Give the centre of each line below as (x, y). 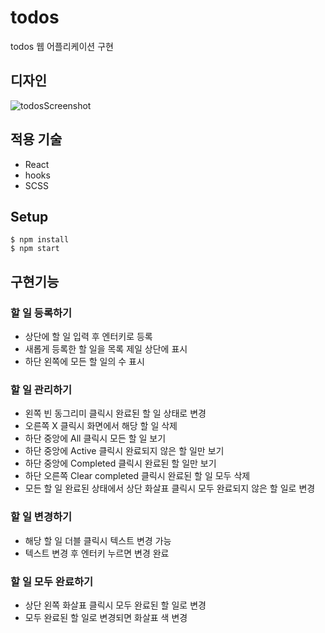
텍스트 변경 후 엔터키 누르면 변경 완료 (97, 553)
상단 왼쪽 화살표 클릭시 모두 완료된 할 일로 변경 (115, 605)
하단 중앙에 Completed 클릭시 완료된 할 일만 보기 (120, 463)
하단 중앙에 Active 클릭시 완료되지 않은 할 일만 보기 (124, 451)
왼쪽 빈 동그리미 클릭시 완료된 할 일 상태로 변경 (115, 413)
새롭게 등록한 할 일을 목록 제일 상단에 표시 (106, 349)
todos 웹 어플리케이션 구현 (62, 46)
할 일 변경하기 (41, 517)
